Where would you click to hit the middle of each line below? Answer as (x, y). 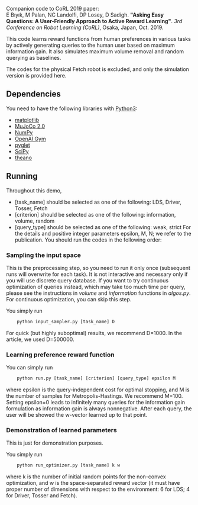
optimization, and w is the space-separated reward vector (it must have (93, 483)
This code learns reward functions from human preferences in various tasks (98, 39)
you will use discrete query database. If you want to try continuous (87, 280)
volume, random (35, 221)
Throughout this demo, (34, 190)
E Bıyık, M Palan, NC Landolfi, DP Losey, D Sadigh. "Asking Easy (85, 15)
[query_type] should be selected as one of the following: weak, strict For (103, 227)
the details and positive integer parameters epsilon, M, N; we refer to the (103, 233)
